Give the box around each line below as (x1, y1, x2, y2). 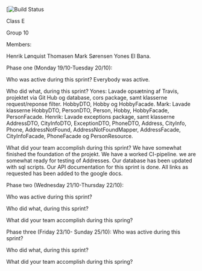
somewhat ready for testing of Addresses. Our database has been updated (6, 157, 192, 164)
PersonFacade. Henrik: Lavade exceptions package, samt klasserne (6, 113, 175, 120)
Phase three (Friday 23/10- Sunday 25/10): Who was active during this (6, 228, 181, 235)
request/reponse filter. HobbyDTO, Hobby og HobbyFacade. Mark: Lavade (6, 100, 191, 107)
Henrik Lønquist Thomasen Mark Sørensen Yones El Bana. (6, 53, 151, 60)
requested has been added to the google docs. (6, 170, 123, 177)
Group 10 (6, 29, 29, 36)
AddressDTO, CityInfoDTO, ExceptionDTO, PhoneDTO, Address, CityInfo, (6, 120, 187, 127)
